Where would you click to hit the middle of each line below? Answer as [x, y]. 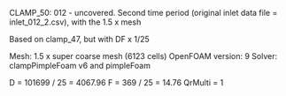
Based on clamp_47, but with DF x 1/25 [80, 39]
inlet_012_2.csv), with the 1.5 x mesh [75, 22]
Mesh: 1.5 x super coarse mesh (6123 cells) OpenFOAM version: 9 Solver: [143, 56]
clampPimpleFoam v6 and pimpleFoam [80, 66]
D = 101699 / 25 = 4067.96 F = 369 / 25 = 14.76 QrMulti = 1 [116, 82]
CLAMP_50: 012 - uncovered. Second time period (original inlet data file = [143, 13]
